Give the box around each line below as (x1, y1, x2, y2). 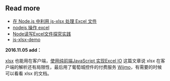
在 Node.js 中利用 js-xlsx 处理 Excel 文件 (12, 18, 97, 24)
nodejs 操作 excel (12, 24, 50, 30)
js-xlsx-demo (12, 36, 41, 43)
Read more (5, 4, 41, 13)
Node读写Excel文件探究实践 (12, 30, 71, 37)
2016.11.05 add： (5, 47, 42, 53)
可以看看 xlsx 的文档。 (5, 70, 52, 76)
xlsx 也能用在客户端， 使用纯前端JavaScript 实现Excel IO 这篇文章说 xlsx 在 (5, 58, 161, 64)
